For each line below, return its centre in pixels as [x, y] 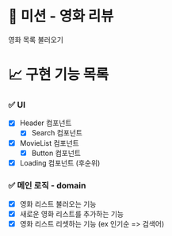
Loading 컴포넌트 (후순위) [60, 162]
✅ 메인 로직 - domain [47, 185]
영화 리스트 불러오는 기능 [58, 204]
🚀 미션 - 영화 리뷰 [61, 16]
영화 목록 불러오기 [36, 40]
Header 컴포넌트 [46, 123]
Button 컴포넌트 [56, 153]
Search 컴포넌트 [57, 133]
